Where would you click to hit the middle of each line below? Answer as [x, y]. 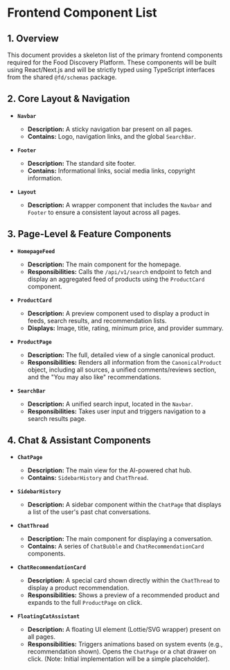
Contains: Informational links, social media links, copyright [111, 171]
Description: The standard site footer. [82, 163]
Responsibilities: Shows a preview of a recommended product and [123, 595]
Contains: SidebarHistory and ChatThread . [88, 478]
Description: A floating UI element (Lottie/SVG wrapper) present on [124, 630]
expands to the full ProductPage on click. [85, 603]
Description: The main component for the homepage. [104, 264]
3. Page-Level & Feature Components [89, 234]
